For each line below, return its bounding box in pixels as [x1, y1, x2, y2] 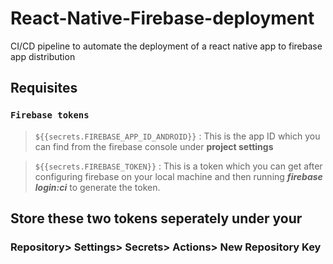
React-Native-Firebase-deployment [10, 7, 315, 30]
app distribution [10, 50, 76, 62]
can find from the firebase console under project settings [34, 140, 274, 152]
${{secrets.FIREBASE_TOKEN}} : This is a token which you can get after [34, 160, 323, 172]
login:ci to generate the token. [34, 181, 161, 193]
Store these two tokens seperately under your [10, 210, 303, 227]
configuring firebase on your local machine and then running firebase [34, 170, 323, 182]
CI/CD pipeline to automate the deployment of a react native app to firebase [10, 40, 323, 52]
